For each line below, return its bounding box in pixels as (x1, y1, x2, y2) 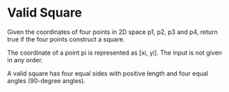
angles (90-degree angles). (7, 76, 86, 84)
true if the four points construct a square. (7, 35, 125, 43)
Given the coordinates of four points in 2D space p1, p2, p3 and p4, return (7, 28, 218, 36)
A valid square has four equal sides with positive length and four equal (7, 69, 208, 77)
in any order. (7, 55, 43, 64)
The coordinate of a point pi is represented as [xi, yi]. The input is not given (7, 48, 222, 57)
